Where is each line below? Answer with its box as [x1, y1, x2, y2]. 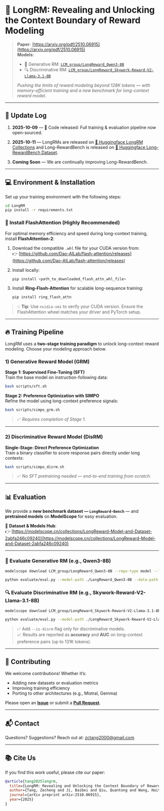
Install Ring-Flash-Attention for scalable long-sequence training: [12, 285, 143, 291]
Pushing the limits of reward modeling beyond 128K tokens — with [17, 82, 150, 88]
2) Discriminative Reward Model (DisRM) [5, 434, 103, 440]
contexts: [5, 455, 24, 461]
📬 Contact [5, 719, 40, 727]
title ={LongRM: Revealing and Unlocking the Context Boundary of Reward [9, 783, 161, 789]
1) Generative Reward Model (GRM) [5, 358, 90, 365]
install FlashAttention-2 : [5, 236, 55, 241]
